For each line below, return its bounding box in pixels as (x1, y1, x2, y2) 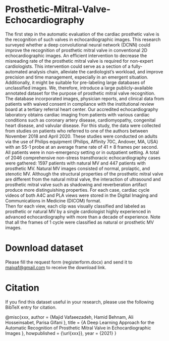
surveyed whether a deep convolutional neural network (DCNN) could (5, 41, 150, 48)
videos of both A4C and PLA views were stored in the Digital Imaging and (5, 192, 158, 198)
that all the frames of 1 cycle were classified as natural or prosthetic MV (5, 219, 154, 225)
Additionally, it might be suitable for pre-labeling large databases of (5, 79, 145, 86)
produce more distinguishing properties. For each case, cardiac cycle (5, 187, 150, 193)
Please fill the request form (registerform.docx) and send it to (5, 259, 133, 265)
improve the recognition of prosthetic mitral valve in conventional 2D (5, 47, 148, 53)
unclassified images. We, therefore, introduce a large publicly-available (5, 84, 153, 91)
